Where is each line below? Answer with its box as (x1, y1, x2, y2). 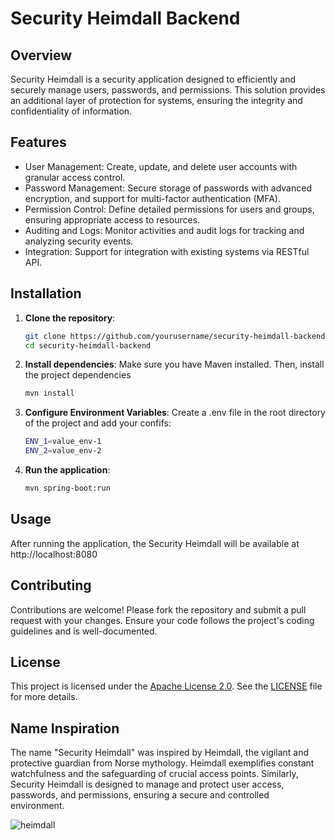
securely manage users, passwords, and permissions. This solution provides (10, 84, 326, 96)
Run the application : (24, 464, 111, 476)
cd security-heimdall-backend (24, 340, 152, 351)
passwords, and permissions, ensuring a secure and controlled (10, 789, 270, 801)
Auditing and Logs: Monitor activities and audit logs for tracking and (24, 224, 305, 236)
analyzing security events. (24, 235, 134, 247)
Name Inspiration (10, 720, 120, 737)
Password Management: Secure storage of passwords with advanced (24, 182, 312, 194)
